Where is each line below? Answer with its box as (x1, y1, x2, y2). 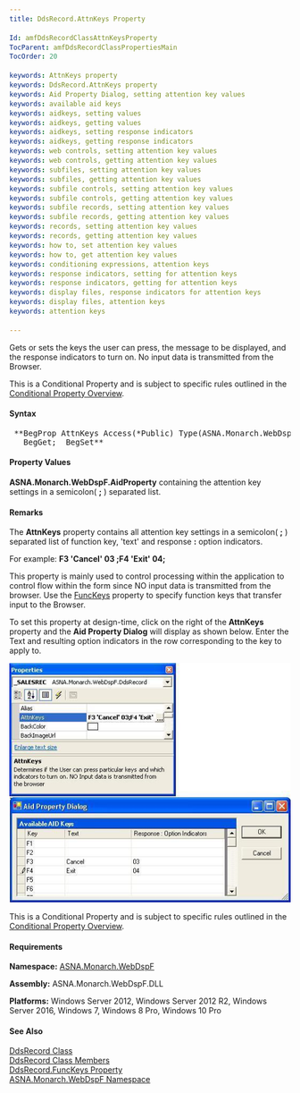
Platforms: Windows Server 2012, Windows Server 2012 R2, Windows (9, 996, 268, 1006)
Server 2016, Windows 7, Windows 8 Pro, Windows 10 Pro (9, 1005, 221, 1016)
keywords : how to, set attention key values (9, 241, 178, 250)
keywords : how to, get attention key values (9, 250, 178, 259)
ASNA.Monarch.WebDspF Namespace (9, 1074, 151, 1085)
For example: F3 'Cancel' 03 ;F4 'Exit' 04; (9, 554, 166, 564)
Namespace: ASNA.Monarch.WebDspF (9, 962, 154, 972)
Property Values (9, 457, 71, 468)
